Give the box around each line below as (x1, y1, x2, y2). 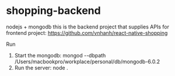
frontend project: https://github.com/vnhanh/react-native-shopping (6, 29, 168, 36)
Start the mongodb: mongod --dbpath (14, 52, 106, 59)
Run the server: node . (14, 64, 68, 71)
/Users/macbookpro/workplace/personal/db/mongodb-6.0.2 (14, 58, 160, 65)
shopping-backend (6, 4, 101, 17)
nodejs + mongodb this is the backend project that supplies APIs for (6, 23, 169, 30)
